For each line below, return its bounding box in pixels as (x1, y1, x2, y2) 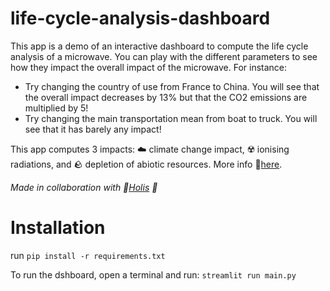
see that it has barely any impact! (24, 123, 162, 135)
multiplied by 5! (24, 102, 89, 114)
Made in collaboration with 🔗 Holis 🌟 (10, 181, 158, 193)
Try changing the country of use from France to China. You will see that (24, 80, 320, 92)
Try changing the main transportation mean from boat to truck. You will (24, 112, 318, 124)
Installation (10, 217, 106, 239)
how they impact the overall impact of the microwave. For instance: (10, 61, 288, 73)
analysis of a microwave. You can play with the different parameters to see (10, 50, 318, 62)
